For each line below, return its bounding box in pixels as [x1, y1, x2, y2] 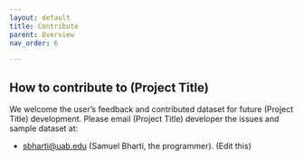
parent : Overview [9, 30, 75, 39]
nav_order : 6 [9, 38, 59, 48]
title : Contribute [9, 22, 79, 31]
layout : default [9, 13, 71, 23]
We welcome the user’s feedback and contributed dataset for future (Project [9, 104, 294, 115]
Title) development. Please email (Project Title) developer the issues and [9, 114, 279, 125]
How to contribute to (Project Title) [9, 80, 210, 95]
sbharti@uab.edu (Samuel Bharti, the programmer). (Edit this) [22, 141, 251, 152]
